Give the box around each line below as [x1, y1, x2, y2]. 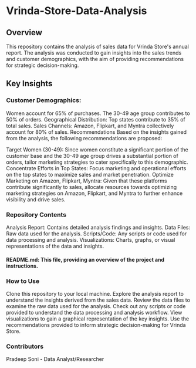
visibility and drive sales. [6, 195, 66, 203]
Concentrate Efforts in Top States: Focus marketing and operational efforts [6, 164, 187, 171]
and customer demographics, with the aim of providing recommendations [6, 56, 184, 62]
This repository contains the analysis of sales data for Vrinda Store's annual [6, 43, 189, 50]
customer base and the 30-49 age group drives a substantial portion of [6, 152, 179, 159]
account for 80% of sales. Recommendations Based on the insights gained [6, 128, 187, 136]
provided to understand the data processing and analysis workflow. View [6, 309, 183, 316]
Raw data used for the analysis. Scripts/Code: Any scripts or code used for [6, 230, 187, 237]
